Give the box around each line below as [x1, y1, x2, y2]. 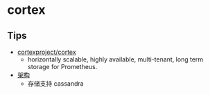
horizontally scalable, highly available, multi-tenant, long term [27, 55, 204, 64]
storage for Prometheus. [27, 63, 98, 70]
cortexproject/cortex [17, 48, 76, 56]
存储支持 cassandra [27, 79, 85, 88]
